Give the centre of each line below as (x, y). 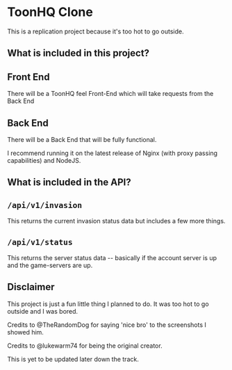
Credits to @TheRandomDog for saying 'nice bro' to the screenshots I (107, 325)
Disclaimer (31, 287)
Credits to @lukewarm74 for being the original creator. (85, 346)
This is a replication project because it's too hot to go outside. (96, 31)
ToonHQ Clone (50, 12)
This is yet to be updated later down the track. (73, 359)
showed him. (25, 332)
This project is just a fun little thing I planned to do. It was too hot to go (108, 304)
